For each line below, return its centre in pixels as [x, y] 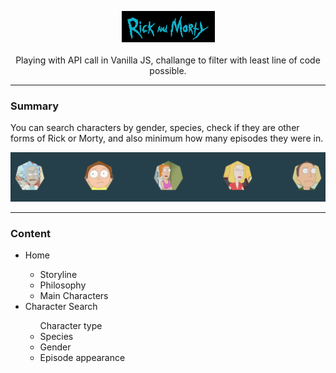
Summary [35, 106]
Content [31, 233]
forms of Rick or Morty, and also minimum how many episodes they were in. [167, 138]
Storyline [58, 275]
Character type [71, 326]
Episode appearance [82, 358]
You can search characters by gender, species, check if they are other [155, 128]
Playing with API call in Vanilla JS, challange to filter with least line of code [168, 60]
